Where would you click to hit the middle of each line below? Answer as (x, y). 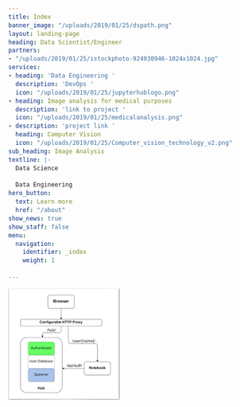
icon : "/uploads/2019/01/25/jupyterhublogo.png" (97, 92)
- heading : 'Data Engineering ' (62, 76)
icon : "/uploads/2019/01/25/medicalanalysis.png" (99, 118)
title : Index (30, 17)
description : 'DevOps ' (54, 84)
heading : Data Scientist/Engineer (66, 42)
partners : (25, 51)
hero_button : (30, 194)
